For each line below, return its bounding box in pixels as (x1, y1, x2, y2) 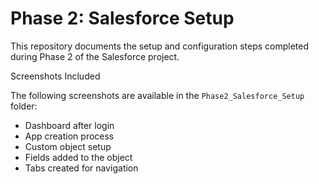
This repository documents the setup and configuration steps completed (10, 40, 310, 52)
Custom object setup (24, 140, 112, 152)
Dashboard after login (24, 119, 115, 131)
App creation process (24, 130, 115, 142)
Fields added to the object (24, 151, 133, 163)
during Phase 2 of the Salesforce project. (10, 50, 180, 62)
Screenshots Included (10, 70, 101, 82)
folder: (10, 100, 38, 112)
